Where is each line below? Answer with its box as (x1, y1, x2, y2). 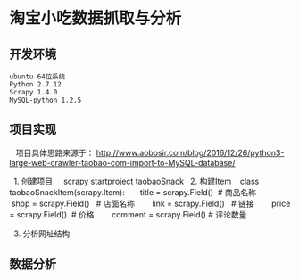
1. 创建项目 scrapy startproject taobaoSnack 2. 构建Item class (12, 176, 260, 186)
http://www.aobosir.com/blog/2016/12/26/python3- (96, 147, 285, 158)
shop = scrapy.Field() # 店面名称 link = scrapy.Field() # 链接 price (11, 198, 291, 209)
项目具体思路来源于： (15, 147, 95, 158)
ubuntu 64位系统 (9, 72, 66, 81)
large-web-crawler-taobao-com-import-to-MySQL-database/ (9, 157, 236, 168)
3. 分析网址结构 (12, 228, 71, 239)
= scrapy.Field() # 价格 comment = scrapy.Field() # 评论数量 (9, 209, 247, 219)
